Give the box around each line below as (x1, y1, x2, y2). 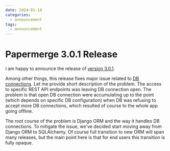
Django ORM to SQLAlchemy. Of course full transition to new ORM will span (5, 129, 164, 135)
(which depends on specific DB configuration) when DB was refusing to (5, 97, 156, 103)
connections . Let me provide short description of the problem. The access (5, 81, 162, 87)
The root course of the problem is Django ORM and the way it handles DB (5, 118, 160, 124)
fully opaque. (5, 140, 33, 146)
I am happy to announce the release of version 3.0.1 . (5, 66, 115, 72)
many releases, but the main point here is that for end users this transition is (5, 134, 165, 141)
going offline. (5, 108, 33, 114)
